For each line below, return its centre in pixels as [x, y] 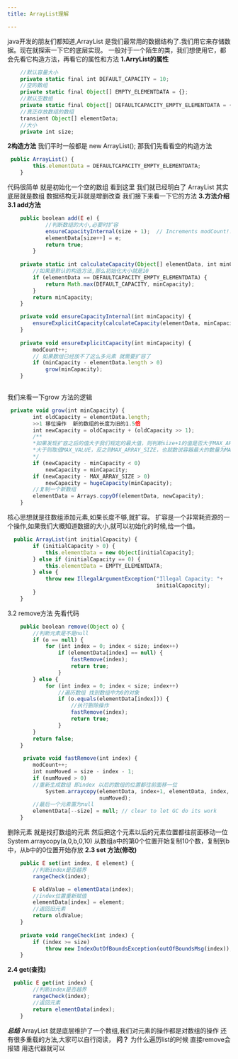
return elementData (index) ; [74, 1009]
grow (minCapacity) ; [74, 369]
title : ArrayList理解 [38, 14]
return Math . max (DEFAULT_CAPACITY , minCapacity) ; [120, 284]
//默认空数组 [36, 99]
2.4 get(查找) [27, 970]
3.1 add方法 [24, 205]
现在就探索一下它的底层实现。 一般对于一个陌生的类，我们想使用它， [120, 50]
